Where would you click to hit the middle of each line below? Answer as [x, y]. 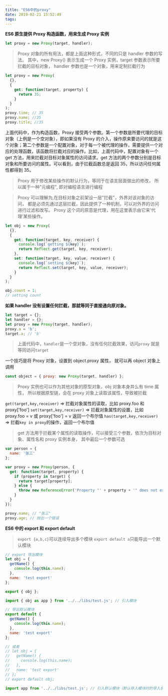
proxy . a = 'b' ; [21, 329]
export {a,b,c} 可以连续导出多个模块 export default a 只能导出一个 [87, 539]
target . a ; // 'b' [23, 333]
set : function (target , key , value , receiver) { [64, 258]
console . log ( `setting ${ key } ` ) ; [52, 263]
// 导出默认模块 [20, 610]
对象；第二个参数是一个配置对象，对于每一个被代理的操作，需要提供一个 [84, 145]
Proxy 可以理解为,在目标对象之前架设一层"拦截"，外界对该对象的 [83, 197]
